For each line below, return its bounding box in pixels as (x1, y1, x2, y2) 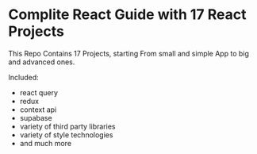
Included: (8, 72, 40, 82)
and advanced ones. (8, 57, 75, 67)
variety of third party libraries (19, 121, 116, 131)
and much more (19, 138, 72, 148)
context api (19, 105, 57, 114)
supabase (19, 113, 53, 122)
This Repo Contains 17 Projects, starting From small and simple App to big (8, 48, 250, 58)
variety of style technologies (19, 129, 113, 140)
